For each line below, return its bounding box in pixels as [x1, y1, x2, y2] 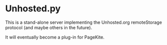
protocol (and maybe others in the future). [5, 24, 92, 30]
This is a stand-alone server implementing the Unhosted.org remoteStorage [5, 19, 162, 25]
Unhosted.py [5, 3, 61, 14]
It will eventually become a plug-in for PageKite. [5, 34, 105, 40]
